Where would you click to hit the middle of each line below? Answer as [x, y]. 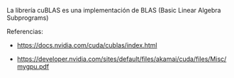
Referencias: [25, 32]
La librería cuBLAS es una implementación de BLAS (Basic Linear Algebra [114, 10]
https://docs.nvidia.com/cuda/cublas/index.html [87, 45]
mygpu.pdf [33, 66]
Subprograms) [28, 18]
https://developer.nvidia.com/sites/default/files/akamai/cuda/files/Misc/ [122, 59]
